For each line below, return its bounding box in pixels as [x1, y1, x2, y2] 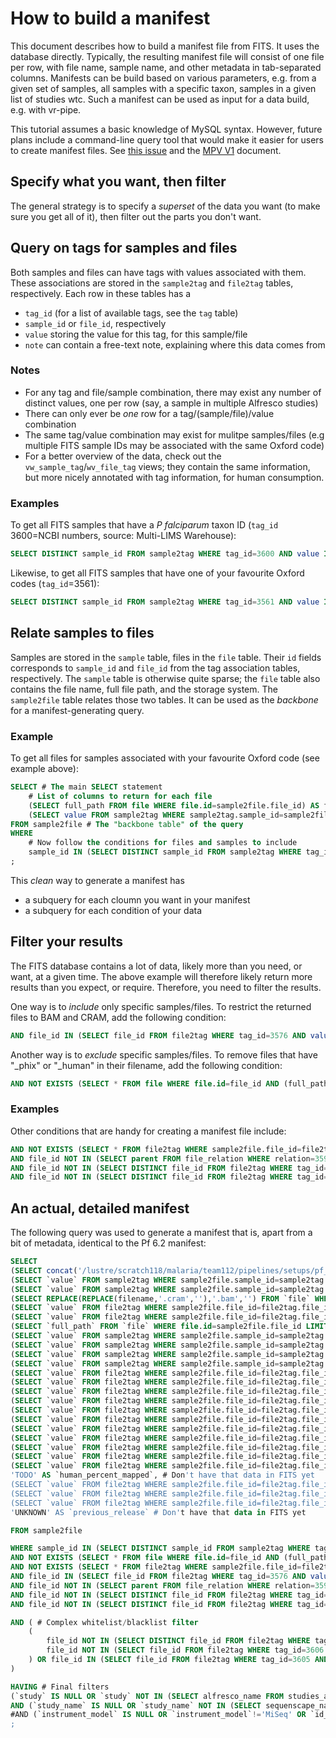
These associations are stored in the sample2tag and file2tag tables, [10, 277, 294, 289]
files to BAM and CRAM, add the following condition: [10, 1011, 227, 1023]
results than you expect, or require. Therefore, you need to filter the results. [10, 981, 322, 993]
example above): [10, 763, 79, 775]
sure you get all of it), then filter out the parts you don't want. [10, 210, 262, 222]
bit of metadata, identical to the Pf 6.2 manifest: [10, 1237, 207, 1249]
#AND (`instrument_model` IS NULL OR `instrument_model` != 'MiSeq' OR [10, 1710, 307, 1720]
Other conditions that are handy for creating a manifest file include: [10, 1125, 287, 1137]
